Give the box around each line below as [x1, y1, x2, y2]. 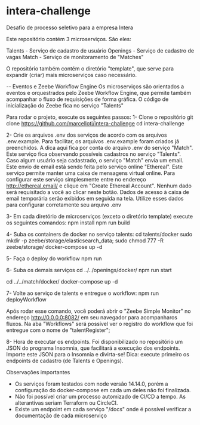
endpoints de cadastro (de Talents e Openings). [6, 357, 124, 364]
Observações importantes [6, 368, 70, 375]
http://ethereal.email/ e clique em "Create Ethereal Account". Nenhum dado [6, 182, 192, 189]
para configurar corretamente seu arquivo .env [6, 201, 121, 208]
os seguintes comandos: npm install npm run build [6, 219, 130, 226]
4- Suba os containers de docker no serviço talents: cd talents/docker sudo [6, 230, 193, 238]
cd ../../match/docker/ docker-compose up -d [6, 278, 118, 285]
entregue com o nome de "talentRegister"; [6, 327, 110, 334]
